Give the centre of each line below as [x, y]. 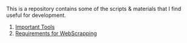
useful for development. [36, 15]
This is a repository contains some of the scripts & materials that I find [94, 9]
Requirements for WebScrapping [56, 33]
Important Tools [35, 27]
